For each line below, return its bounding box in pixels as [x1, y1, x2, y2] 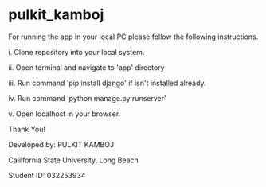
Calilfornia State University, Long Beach [8, 155, 139, 165]
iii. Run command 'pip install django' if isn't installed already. [8, 78, 206, 88]
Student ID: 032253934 [8, 170, 86, 180]
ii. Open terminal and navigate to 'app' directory [8, 62, 165, 72]
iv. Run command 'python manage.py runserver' [8, 93, 166, 103]
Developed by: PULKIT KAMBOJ [8, 139, 114, 149]
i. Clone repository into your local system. [8, 47, 145, 56]
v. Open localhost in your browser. [8, 109, 121, 119]
